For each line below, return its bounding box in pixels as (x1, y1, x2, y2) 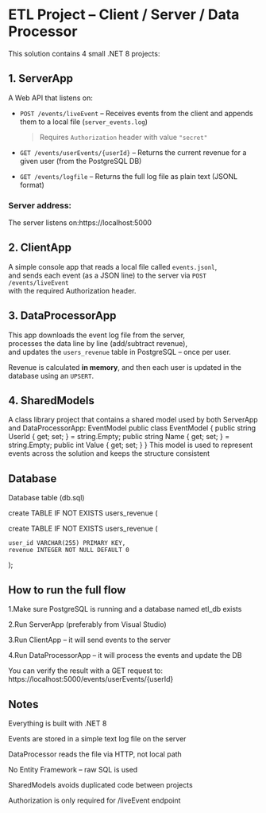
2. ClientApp (8, 241, 71, 255)
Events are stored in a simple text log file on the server (8, 733, 187, 743)
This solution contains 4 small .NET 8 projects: (8, 49, 160, 58)
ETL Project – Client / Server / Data (8, 6, 240, 24)
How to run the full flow (8, 583, 126, 597)
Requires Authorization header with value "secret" (39, 132, 208, 142)
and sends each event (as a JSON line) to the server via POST (8, 270, 206, 280)
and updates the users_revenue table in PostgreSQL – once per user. (8, 347, 232, 356)
